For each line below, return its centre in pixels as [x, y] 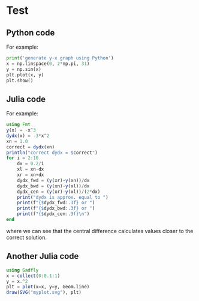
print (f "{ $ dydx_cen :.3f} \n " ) [53, 214]
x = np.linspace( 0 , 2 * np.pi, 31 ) [48, 64]
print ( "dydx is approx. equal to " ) [63, 197]
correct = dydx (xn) [31, 147]
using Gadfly [22, 270]
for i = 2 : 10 [22, 158]
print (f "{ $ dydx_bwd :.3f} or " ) [56, 208]
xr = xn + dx [31, 175]
